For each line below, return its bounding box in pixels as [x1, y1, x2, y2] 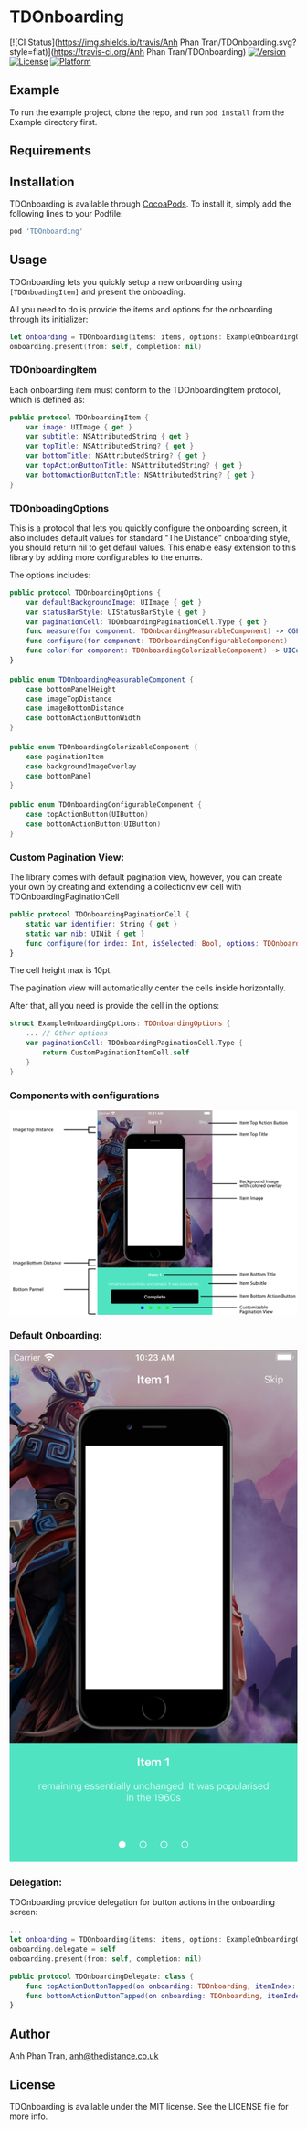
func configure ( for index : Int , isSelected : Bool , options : [26, 938, 259, 948]
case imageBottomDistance [26, 704, 125, 714]
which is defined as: [9, 394, 85, 405]
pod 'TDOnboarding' [9, 227, 84, 236]
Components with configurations [9, 1089, 160, 1102]
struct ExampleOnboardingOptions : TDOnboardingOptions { [9, 1019, 231, 1029]
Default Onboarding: [9, 1329, 102, 1341]
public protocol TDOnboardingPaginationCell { [9, 910, 190, 919]
